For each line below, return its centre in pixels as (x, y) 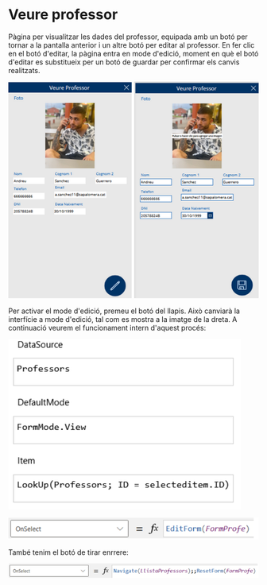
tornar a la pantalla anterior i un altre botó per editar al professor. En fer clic (132, 45)
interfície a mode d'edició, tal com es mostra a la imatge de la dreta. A (123, 320)
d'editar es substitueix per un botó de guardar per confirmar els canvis (124, 62)
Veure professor (63, 15)
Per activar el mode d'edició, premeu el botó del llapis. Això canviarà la (124, 311)
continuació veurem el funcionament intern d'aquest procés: (107, 328)
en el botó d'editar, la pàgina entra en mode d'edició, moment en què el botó (133, 53)
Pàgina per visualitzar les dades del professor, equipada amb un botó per (128, 37)
